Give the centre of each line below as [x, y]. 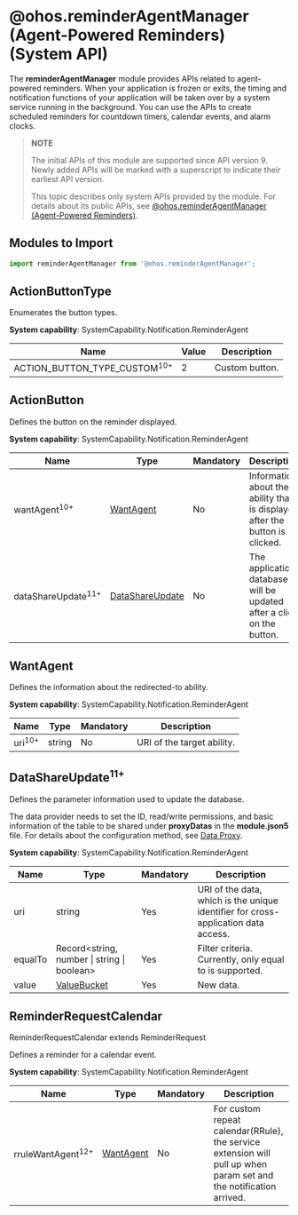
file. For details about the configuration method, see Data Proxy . [126, 835]
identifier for [223, 911]
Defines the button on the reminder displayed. [93, 421]
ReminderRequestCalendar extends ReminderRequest [108, 1037]
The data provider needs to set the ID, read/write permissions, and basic [141, 816]
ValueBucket [82, 985]
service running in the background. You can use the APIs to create [130, 107]
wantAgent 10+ [43, 509]
